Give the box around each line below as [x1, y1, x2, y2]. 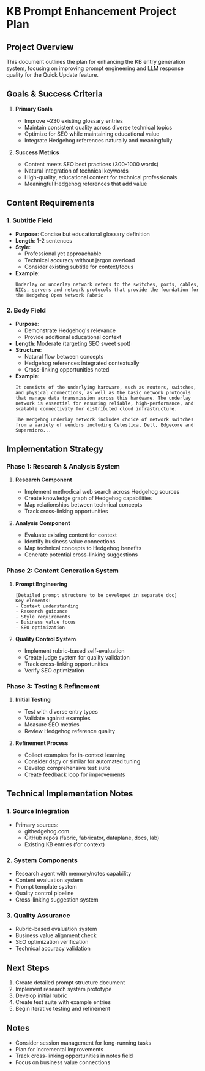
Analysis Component [15, 520, 70, 527]
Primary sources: [15, 821, 59, 828]
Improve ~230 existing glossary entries [24, 117, 124, 124]
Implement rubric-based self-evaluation [24, 647, 125, 655]
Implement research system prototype [15, 986, 112, 993]
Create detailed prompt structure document [15, 979, 125, 986]
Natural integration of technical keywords [24, 167, 129, 174]
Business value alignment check [15, 932, 97, 939]
